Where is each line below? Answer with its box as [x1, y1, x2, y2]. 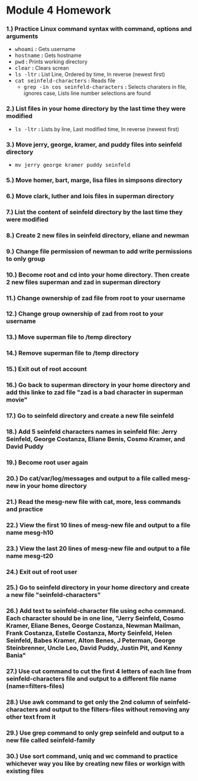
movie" [6, 396, 28, 404]
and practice [6, 505, 43, 513]
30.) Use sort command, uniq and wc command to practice [6, 752, 178, 760]
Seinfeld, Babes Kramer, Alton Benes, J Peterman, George [6, 636, 176, 645]
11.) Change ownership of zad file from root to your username [6, 294, 186, 302]
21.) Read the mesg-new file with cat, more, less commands [6, 497, 181, 506]
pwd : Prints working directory [14, 58, 87, 65]
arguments [6, 32, 38, 40]
